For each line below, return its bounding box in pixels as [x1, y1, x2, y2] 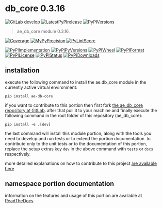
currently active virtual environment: [5, 84, 78, 90]
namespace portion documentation [5, 180, 114, 188]
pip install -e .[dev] [5, 122, 51, 127]
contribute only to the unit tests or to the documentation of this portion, [5, 141, 147, 146]
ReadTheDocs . [5, 197, 35, 204]
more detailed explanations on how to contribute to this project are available [5, 160, 157, 166]
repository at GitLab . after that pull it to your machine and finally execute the [5, 107, 157, 113]
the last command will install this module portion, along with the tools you [5, 130, 152, 136]
